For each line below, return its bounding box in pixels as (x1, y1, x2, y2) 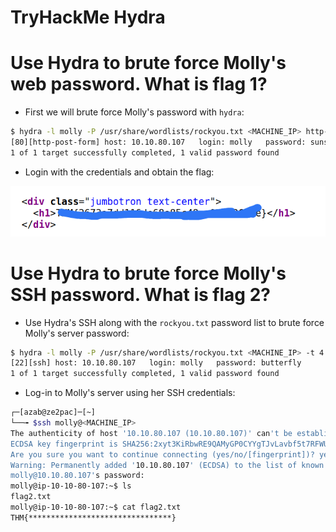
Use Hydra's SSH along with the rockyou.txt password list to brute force (24, 316, 325, 328)
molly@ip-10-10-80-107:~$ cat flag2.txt (10, 502, 182, 513)
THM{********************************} (10, 512, 177, 523)
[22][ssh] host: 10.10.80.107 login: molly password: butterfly (10, 358, 302, 368)
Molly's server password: (24, 327, 130, 339)
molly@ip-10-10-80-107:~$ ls (10, 481, 132, 491)
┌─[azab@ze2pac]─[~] (10, 407, 97, 418)
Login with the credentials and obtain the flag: (24, 166, 215, 178)
